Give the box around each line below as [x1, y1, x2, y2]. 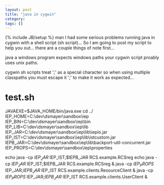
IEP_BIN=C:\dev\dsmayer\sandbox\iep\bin [5, 119, 91, 125]
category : [5, 16, 26, 21]
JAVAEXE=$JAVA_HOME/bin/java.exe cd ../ [5, 108, 94, 114]
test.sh [5, 92, 35, 103]
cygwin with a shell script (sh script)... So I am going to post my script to [5, 40, 152, 46]
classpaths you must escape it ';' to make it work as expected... [5, 74, 134, 80]
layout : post [5, 7, 32, 12]
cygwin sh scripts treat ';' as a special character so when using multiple [5, 70, 150, 75]
